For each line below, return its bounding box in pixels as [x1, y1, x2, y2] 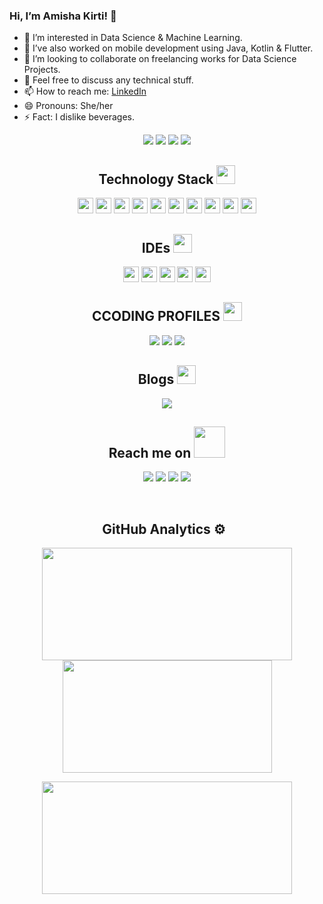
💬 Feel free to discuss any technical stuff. [23, 74, 194, 86]
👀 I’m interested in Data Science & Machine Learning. [23, 32, 243, 44]
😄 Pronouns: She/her [23, 100, 114, 112]
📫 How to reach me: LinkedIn [23, 85, 147, 98]
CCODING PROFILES [91, 308, 221, 325]
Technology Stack [98, 170, 214, 188]
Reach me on [108, 444, 192, 461]
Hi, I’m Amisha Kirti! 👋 [9, 9, 117, 23]
